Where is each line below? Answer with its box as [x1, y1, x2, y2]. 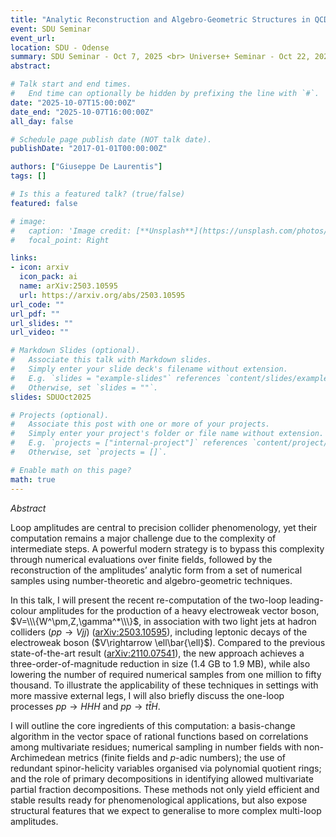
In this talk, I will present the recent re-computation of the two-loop [10, 594, 287, 606]
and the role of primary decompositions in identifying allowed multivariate [10, 772, 314, 785]
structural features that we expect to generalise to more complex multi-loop [10, 804, 322, 816]
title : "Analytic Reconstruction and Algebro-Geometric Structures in [10, 14, 311, 25]
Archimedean [10, 751, 66, 763]
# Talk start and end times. [10, 79, 132, 90]
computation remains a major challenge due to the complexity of [10, 532, 277, 544]
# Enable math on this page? [10, 465, 132, 475]
